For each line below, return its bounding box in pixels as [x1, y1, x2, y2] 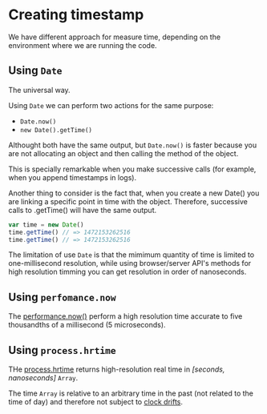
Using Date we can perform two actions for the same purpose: [8, 100, 214, 110]
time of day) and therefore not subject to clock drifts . [8, 397, 183, 406]
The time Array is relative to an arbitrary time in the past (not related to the [8, 388, 254, 398]
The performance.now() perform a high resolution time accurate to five [8, 312, 243, 321]
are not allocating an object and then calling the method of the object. [8, 148, 239, 158]
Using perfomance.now [8, 290, 116, 303]
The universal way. [8, 85, 71, 94]
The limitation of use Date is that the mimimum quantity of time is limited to [8, 250, 255, 259]
